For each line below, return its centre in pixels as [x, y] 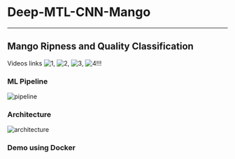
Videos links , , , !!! [55, 63]
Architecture [29, 114]
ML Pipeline [28, 81]
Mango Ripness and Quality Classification [100, 46]
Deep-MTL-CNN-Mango [79, 12]
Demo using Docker [41, 148]
